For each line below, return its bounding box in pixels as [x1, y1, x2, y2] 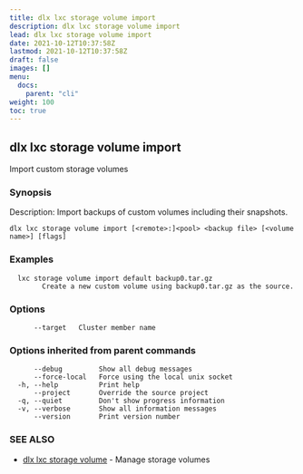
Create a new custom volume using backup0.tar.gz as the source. [42, 282, 295, 291]
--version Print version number [33, 412, 181, 421]
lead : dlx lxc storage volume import [9, 30, 152, 39]
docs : [17, 81, 39, 90]
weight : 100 [9, 97, 54, 107]
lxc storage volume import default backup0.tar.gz [17, 274, 213, 283]
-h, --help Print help [17, 381, 141, 390]
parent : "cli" [25, 89, 79, 98]
